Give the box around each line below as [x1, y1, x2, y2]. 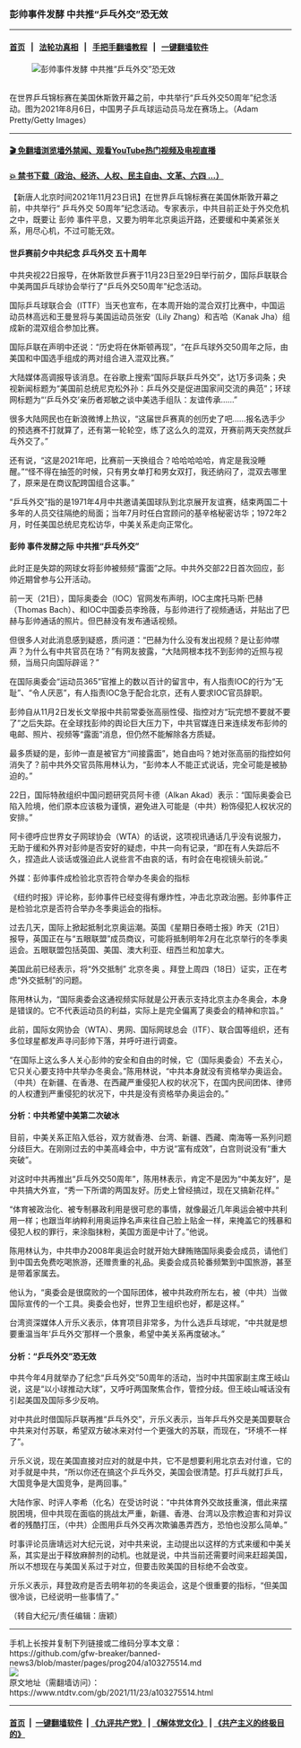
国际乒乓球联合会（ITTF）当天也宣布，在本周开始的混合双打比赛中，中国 [9, 299, 278, 311]
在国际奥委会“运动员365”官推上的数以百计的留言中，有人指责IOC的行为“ [9, 675, 276, 686]
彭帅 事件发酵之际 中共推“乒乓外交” [9, 541, 140, 552]
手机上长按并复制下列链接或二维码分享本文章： [9, 1638, 182, 1649]
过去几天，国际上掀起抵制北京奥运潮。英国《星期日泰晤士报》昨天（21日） [9, 922, 285, 932]
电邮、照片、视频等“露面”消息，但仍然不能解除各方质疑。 [9, 728, 221, 739]
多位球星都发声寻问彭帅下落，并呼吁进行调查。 [9, 1035, 182, 1046]
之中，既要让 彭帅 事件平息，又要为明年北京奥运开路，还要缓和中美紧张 [9, 214, 273, 225]
